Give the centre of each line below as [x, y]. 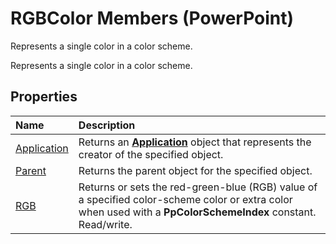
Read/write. [105, 224]
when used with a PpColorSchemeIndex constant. [197, 212]
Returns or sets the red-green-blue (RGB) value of [198, 187]
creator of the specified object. [151, 154]
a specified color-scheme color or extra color [185, 199]
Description [107, 125]
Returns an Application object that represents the [195, 142]
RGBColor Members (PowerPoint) [152, 18]
